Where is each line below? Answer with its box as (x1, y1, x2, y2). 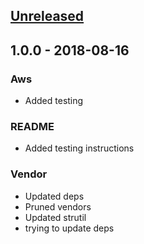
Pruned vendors (24, 200, 92, 213)
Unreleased (10, 8, 85, 25)
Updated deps (24, 190, 85, 202)
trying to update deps (24, 222, 115, 234)
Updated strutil (24, 211, 87, 223)
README (10, 120, 55, 133)
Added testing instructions (24, 142, 135, 154)
